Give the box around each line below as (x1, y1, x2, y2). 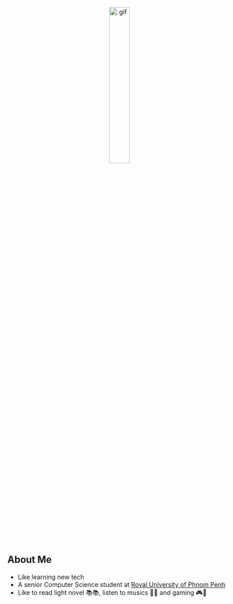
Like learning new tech (17, 573, 85, 581)
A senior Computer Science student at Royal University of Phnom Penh (17, 580, 226, 588)
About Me (7, 553, 52, 566)
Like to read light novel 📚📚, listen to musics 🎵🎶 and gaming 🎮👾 (17, 588, 207, 597)
